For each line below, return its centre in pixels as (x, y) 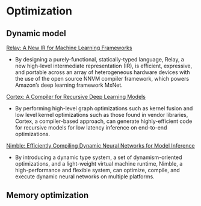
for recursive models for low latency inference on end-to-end (91, 127)
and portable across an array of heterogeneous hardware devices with (102, 72)
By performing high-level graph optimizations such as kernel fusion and (104, 108)
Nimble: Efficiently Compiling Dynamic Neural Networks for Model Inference (100, 145)
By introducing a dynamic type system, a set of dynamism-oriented (98, 157)
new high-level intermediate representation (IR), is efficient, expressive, (104, 66)
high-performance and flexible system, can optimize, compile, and (97, 170)
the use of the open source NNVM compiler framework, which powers (102, 79)
